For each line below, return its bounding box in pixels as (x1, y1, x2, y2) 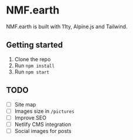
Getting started (6, 40, 63, 50)
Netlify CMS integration (14, 121, 71, 128)
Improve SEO (14, 114, 47, 121)
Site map (14, 101, 36, 108)
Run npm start (14, 68, 50, 75)
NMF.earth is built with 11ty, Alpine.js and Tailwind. (6, 23, 128, 30)
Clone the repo (14, 55, 51, 62)
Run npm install (14, 62, 55, 69)
